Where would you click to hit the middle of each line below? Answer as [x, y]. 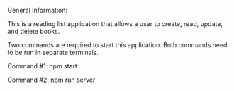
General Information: [37, 10]
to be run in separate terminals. [53, 53]
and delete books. [34, 31]
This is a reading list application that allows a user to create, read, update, [115, 24]
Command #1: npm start [43, 66]
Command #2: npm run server [51, 80]
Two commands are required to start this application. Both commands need [117, 45]
